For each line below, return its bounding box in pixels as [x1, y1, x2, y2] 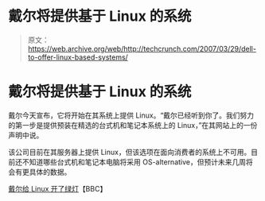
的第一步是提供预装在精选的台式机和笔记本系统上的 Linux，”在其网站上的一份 [8, 120, 258, 129]
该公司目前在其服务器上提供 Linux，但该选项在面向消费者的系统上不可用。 [8, 147, 251, 157]
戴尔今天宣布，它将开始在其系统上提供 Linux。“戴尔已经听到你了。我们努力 [8, 110, 255, 120]
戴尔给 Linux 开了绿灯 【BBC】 [8, 184, 107, 193]
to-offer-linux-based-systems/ [27, 52, 129, 62]
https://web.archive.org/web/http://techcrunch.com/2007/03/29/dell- [27, 44, 257, 53]
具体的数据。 [29, 167, 72, 176]
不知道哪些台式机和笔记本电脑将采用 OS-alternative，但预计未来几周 [21, 157, 247, 167]
